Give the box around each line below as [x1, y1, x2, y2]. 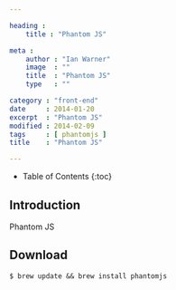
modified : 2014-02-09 [9, 121, 95, 130]
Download [9, 247, 68, 263]
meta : [9, 46, 34, 55]
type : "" [25, 80, 70, 89]
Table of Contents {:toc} [22, 171, 113, 182]
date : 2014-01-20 [9, 104, 95, 113]
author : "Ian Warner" [25, 54, 111, 63]
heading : [9, 21, 47, 30]
